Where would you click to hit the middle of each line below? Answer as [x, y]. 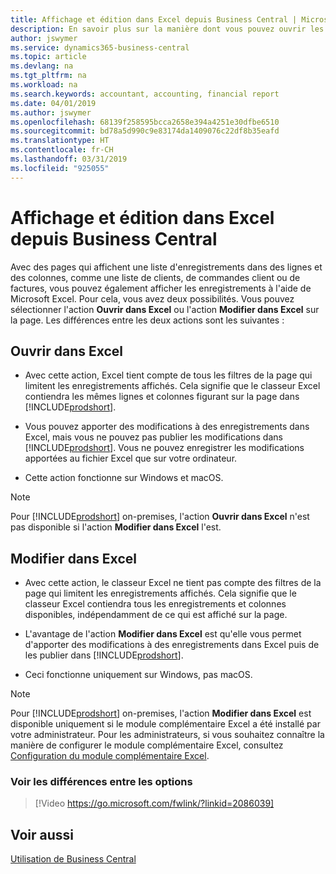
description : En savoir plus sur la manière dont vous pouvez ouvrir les [167, 29]
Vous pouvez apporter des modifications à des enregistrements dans [167, 427]
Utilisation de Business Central [73, 859]
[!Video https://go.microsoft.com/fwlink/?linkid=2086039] [154, 803]
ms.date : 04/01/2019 [53, 103]
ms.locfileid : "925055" [60, 168]
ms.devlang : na [42, 66]
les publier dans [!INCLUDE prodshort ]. [104, 655]
